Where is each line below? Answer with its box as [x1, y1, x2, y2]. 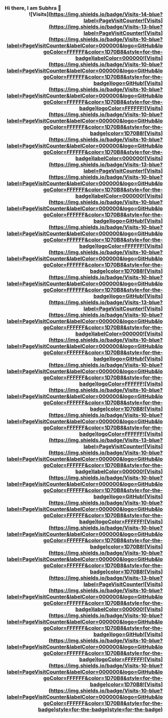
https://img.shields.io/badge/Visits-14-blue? [50, 11, 163, 18]
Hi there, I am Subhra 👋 [5, 5, 62, 12]
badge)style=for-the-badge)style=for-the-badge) [38, 706, 163, 713]
